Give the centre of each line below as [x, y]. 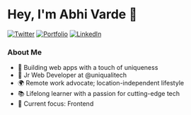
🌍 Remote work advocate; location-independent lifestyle [101, 83]
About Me [25, 52]
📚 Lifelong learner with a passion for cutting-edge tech [99, 94]
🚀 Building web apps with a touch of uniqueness [88, 68]
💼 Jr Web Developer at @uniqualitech [72, 75]
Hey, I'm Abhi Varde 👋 [73, 14]
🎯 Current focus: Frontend [56, 104]
